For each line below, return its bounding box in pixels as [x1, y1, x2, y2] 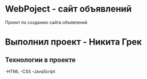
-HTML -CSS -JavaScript [5, 68, 55, 74]
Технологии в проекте [5, 56, 76, 64]
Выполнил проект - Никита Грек [5, 36, 142, 47]
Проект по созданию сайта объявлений [5, 19, 88, 25]
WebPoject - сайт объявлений [5, 3, 132, 15]
